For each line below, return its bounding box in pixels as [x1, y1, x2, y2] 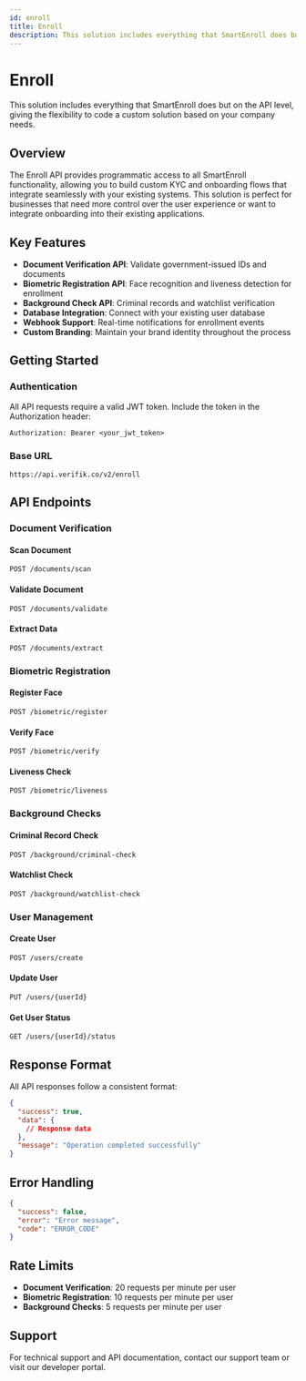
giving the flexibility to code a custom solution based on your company [9, 109, 276, 120]
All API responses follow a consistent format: [9, 1081, 178, 1092]
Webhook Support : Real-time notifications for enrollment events [22, 316, 265, 328]
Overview [9, 145, 66, 160]
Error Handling [9, 1174, 94, 1190]
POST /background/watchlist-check [9, 889, 141, 898]
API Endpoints [9, 495, 92, 510]
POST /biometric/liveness [9, 786, 107, 795]
